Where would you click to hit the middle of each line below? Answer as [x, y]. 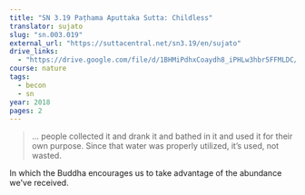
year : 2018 [30, 102]
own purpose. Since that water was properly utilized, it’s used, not [155, 146]
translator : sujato [46, 26]
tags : [20, 77]
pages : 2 [26, 111]
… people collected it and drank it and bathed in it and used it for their [162, 136]
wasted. [46, 156]
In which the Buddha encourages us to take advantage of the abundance [146, 173]
